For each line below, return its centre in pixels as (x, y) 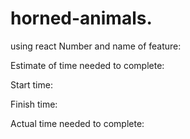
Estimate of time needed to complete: (87, 65)
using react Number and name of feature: (96, 46)
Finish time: (34, 104)
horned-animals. (81, 18)
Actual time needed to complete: (77, 123)
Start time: (31, 84)
